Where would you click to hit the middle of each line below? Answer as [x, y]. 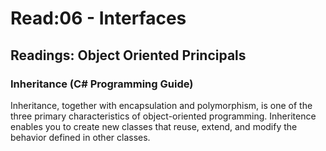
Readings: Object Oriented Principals [128, 55]
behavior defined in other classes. [80, 137]
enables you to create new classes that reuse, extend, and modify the [154, 126]
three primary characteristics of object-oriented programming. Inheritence [163, 116]
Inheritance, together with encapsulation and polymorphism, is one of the [161, 105]
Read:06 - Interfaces [98, 18]
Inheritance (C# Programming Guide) [102, 84]
